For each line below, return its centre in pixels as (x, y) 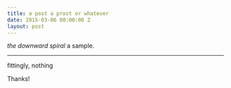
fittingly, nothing (30, 65)
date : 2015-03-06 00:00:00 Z (49, 20)
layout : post (26, 26)
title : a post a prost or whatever (58, 13)
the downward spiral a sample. (51, 46)
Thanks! (19, 79)
